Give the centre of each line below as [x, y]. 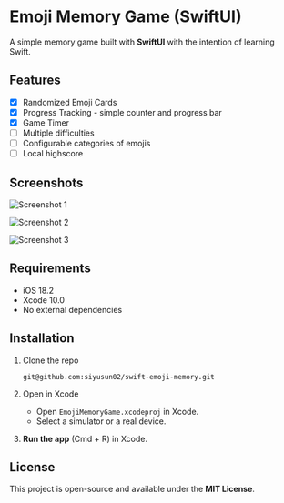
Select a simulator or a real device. [101, 421]
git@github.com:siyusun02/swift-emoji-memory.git [119, 377]
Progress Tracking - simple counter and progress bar [122, 112]
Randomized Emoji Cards [70, 102]
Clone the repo [51, 360]
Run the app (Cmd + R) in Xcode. [85, 438]
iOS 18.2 [38, 290]
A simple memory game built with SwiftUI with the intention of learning [142, 42]
